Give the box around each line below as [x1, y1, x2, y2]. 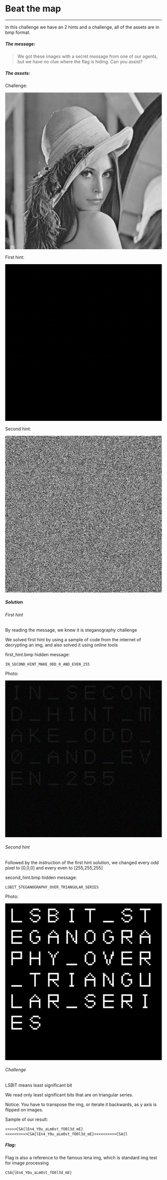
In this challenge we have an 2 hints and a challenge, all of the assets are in [5, 24, 160, 30]
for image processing [5, 1160, 49, 1166]
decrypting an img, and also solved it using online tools [5, 642, 118, 648]
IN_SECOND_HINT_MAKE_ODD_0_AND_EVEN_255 [5, 662, 90, 667]
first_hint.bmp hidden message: [5, 652, 70, 658]
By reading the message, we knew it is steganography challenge [5, 627, 138, 633]
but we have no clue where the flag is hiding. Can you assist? [17, 58, 143, 65]
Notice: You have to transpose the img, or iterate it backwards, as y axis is [5, 1101, 157, 1107]
